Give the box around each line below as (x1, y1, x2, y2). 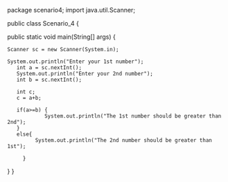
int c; (16, 89, 36, 95)
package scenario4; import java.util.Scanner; (7, 6, 136, 14)
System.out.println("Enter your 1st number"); (7, 58, 144, 65)
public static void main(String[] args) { (7, 33, 116, 41)
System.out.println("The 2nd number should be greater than (35, 137, 213, 144)
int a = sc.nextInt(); (16, 64, 82, 71)
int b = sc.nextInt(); (16, 76, 82, 83)
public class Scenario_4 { (7, 19, 80, 27)
